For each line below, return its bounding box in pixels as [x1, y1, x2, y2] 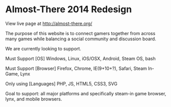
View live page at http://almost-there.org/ [5, 20, 92, 26]
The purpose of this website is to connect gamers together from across [5, 30, 156, 36]
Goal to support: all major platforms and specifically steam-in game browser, [5, 90, 166, 96]
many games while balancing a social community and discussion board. [5, 36, 157, 42]
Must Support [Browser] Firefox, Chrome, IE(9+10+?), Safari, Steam [5, 65, 147, 71]
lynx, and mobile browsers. [5, 96, 62, 102]
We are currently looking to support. [5, 45, 82, 51]
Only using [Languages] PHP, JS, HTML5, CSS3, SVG [5, 81, 117, 87]
